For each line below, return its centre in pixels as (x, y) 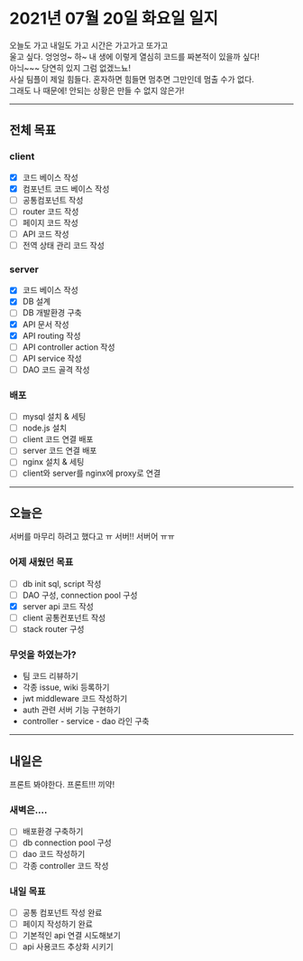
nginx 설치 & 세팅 (53, 462)
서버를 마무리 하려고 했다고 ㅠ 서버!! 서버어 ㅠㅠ (92, 537)
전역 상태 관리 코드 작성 (64, 245)
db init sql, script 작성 (62, 583)
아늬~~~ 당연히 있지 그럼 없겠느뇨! (70, 68)
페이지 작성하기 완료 (57, 924)
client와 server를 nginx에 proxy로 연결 (92, 473)
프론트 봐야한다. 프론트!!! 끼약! (62, 785)
